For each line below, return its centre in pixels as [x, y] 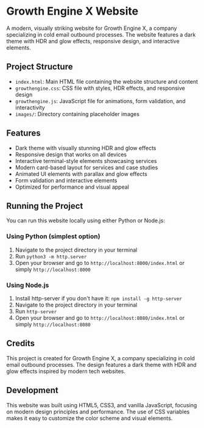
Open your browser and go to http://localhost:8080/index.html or [100, 317]
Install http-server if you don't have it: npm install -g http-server [99, 298]
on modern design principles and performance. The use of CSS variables [98, 412]
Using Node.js [28, 285]
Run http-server [36, 311]
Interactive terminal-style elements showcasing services [86, 161]
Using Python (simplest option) [53, 236]
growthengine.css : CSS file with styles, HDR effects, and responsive [100, 88]
